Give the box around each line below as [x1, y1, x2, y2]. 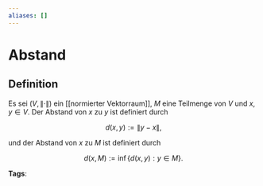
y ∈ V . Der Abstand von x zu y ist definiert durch [8, 107, 168, 116]
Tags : [8, 169, 28, 178]
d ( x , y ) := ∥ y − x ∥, [105, 122, 162, 132]
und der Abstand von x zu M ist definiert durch [8, 138, 161, 147]
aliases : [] [8, 11, 48, 20]
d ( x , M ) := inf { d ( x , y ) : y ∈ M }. [83, 153, 184, 163]
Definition [8, 77, 58, 91]
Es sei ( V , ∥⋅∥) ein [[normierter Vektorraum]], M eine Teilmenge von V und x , [8, 99, 256, 108]
